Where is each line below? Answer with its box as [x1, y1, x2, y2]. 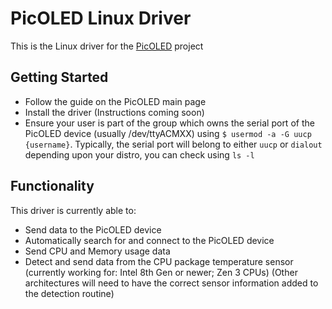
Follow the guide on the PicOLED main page [24, 95, 207, 107]
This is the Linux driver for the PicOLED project [10, 40, 204, 52]
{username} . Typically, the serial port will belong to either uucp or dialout [24, 138, 323, 150]
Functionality [10, 178, 95, 195]
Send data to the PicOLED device [24, 223, 162, 236]
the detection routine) [24, 287, 115, 299]
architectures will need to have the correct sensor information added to [24, 277, 319, 289]
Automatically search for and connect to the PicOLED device [24, 234, 275, 246]
